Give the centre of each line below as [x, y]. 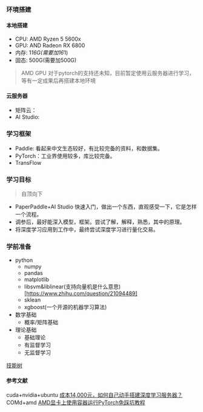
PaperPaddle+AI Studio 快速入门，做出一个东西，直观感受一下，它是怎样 [106, 207]
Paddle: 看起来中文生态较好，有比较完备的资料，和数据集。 [89, 148]
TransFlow [28, 162]
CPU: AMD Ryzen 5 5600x [48, 39]
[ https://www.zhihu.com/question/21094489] [81, 294]
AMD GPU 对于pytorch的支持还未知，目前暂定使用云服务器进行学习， [108, 73]
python [24, 260]
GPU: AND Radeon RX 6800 [50, 45]
